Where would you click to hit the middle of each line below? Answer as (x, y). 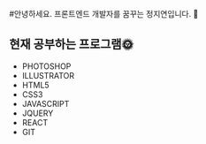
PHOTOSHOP (46, 66)
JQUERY (38, 113)
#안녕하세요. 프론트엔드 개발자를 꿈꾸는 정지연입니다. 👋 (104, 14)
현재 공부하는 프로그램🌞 (72, 45)
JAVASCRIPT (46, 103)
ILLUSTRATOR (48, 75)
